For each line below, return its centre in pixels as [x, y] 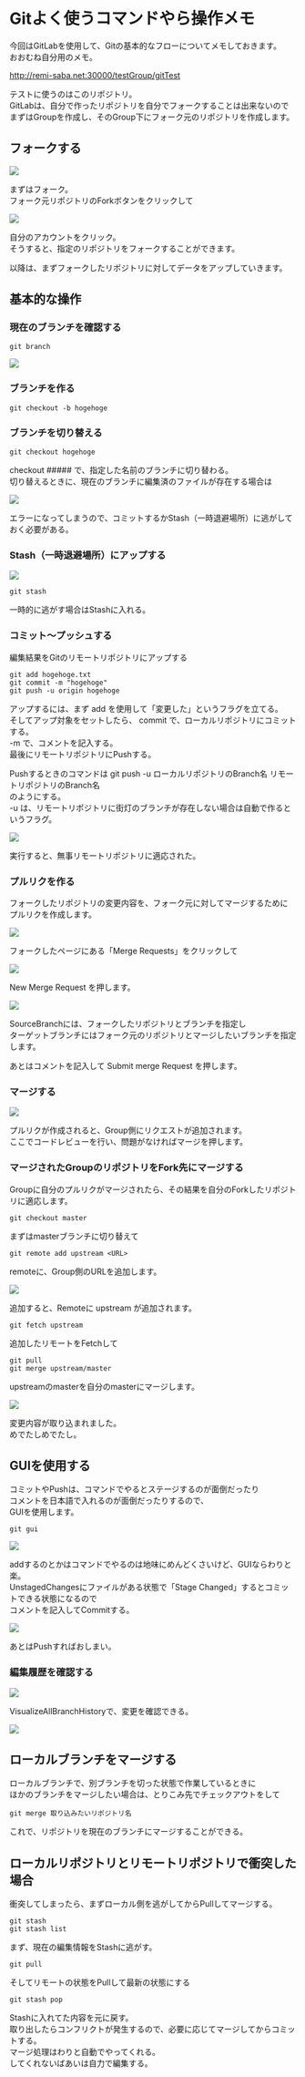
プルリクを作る [42, 881]
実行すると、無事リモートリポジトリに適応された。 [105, 855]
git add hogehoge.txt [51, 674]
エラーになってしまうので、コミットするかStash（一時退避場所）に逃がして [151, 518]
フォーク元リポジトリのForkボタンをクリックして [102, 201]
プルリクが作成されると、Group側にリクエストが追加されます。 [128, 1130]
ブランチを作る [42, 388]
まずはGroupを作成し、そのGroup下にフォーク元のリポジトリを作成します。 [152, 117]
